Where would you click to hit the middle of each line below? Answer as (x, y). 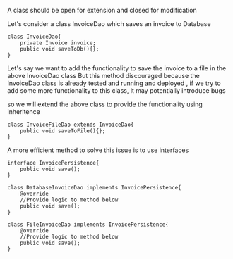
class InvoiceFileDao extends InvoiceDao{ (71, 125)
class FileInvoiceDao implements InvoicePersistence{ (88, 225)
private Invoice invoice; (58, 43)
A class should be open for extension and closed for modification (102, 10)
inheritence (24, 112)
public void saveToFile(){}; (63, 131)
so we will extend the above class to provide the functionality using (105, 104)
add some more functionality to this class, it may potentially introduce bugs (116, 90)
